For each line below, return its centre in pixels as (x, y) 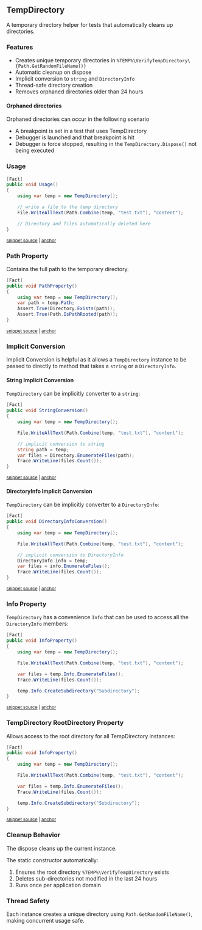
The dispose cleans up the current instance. (61, 848)
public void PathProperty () (42, 286)
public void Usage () (33, 185)
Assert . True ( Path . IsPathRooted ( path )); (68, 314)
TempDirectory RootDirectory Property (65, 723)
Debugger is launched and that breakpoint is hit (75, 137)
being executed (35, 151)
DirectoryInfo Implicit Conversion (49, 491)
